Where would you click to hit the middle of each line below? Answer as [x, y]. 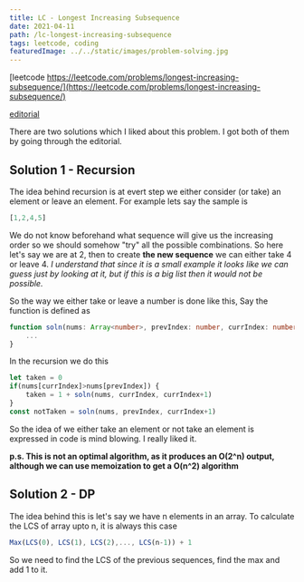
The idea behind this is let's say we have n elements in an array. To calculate [152, 516]
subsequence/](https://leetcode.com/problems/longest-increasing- [135, 87]
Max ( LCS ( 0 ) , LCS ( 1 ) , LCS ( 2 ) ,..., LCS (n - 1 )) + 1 [101, 542]
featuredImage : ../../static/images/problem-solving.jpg [119, 52]
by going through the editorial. [66, 141]
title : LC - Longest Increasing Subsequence [95, 18]
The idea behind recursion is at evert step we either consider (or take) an [146, 191]
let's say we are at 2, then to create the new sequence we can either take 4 [151, 254]
